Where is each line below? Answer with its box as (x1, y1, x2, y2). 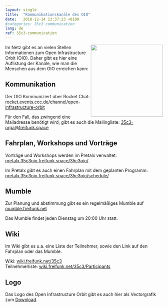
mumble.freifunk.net (5, 206, 47, 212)
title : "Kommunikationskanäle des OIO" (5, 12, 91, 17)
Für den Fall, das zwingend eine (5, 114, 71, 120)
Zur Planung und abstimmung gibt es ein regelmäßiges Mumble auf (5, 200, 144, 206)
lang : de (5, 26, 23, 31)
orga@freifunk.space (5, 124, 49, 130)
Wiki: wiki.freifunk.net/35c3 (5, 258, 62, 264)
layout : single (5, 7, 37, 13)
